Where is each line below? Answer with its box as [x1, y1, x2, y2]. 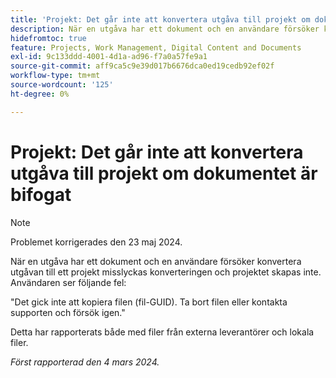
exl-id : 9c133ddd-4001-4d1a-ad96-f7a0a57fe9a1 [10, 52, 208, 62]
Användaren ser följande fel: [10, 276, 127, 288]
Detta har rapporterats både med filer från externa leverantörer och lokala [10, 326, 315, 338]
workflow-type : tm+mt [10, 71, 101, 81]
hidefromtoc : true [10, 33, 87, 43]
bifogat [10, 183, 72, 206]
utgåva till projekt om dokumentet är [10, 162, 318, 185]
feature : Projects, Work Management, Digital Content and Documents [10, 42, 302, 53]
